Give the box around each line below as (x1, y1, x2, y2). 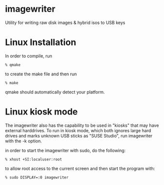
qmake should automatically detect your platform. (5, 89, 105, 95)
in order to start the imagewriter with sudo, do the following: (5, 147, 126, 153)
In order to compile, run (5, 53, 53, 59)
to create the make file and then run (5, 71, 77, 77)
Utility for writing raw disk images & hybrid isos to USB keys (5, 20, 125, 25)
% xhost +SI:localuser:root (5, 157, 62, 162)
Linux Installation (5, 37, 77, 48)
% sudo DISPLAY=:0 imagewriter (5, 175, 69, 180)
